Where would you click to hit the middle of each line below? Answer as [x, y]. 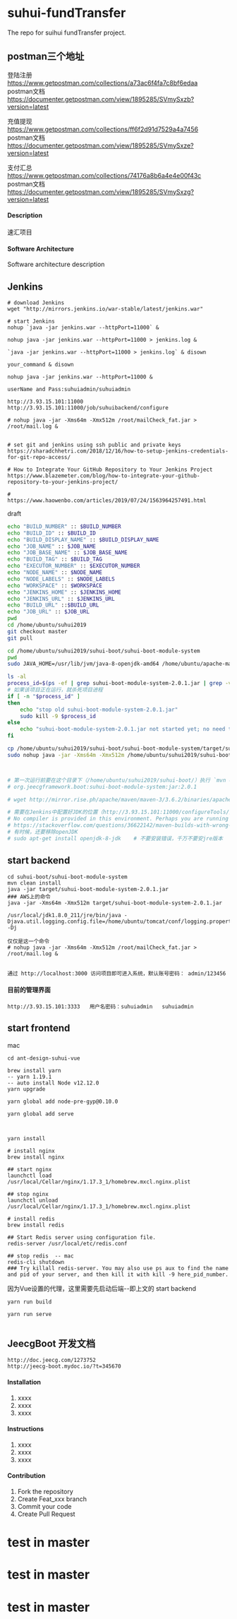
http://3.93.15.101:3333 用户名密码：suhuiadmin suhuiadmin [101, 1006]
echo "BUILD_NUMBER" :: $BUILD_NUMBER [64, 526]
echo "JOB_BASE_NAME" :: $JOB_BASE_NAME [68, 553]
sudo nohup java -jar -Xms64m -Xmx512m [66, 755]
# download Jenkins [36, 303]
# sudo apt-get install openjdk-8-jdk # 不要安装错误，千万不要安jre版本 [115, 838]
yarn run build [30, 1302]
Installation [24, 1382]
